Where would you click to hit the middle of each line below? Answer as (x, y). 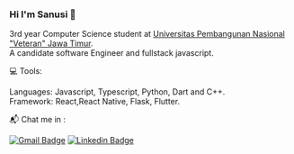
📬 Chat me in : (37, 120)
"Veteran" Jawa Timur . (51, 43)
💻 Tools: (26, 71)
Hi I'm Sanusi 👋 (43, 14)
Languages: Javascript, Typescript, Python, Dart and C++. (117, 92)
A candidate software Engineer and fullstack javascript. (111, 53)
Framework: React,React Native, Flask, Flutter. (95, 102)
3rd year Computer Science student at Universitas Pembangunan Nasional (147, 34)
